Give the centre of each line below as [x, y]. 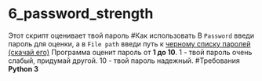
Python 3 [24, 68]
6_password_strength [81, 14]
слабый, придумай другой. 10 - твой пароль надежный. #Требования [124, 61]
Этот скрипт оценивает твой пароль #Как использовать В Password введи [131, 35]
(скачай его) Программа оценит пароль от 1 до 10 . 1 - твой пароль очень [130, 52]
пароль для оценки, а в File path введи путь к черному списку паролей [129, 43]
